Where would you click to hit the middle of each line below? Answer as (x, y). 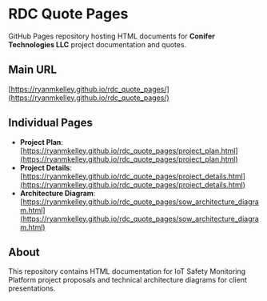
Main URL (33, 70)
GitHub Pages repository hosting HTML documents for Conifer (112, 36)
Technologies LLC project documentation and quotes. (98, 44)
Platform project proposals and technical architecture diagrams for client (128, 280)
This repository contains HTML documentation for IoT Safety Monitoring (127, 271)
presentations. (32, 288)
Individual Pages (51, 123)
